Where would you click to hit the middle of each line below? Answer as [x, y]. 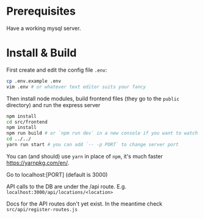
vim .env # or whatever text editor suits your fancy [76, 87]
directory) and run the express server [53, 105]
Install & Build [42, 53]
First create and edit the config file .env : [57, 70]
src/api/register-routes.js [42, 209]
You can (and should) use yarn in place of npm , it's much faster [85, 156]
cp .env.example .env [34, 81]
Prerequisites [41, 11]
